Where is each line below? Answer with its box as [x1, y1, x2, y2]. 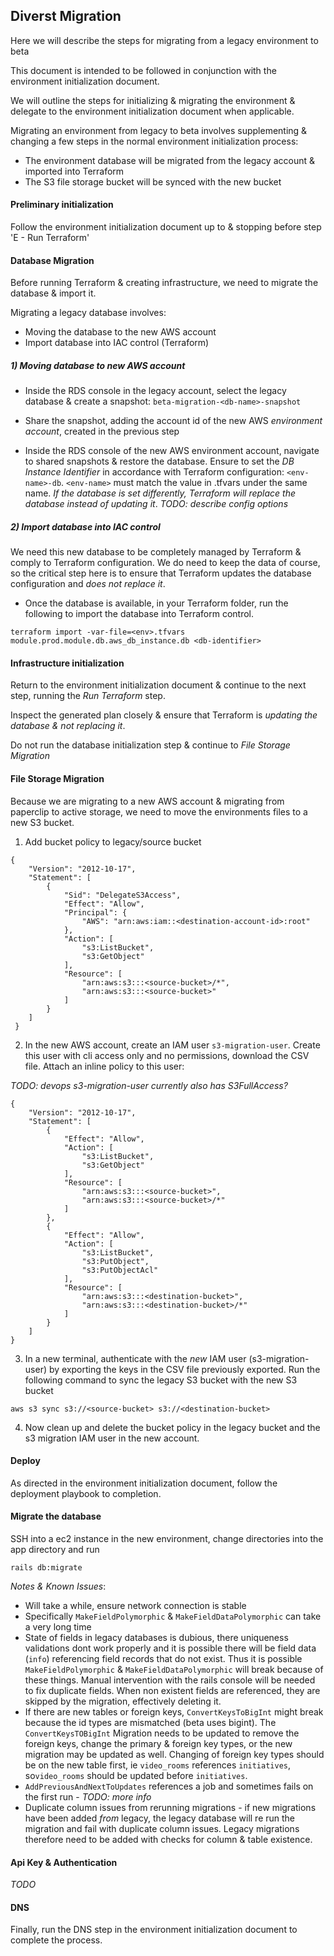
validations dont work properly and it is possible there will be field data [24, 1642, 317, 1654]
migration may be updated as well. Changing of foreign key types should [24, 1748, 325, 1760]
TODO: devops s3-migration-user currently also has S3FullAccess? [10, 1079, 288, 1091]
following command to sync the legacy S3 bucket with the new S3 [24, 1374, 298, 1386]
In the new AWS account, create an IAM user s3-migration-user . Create [24, 1039, 321, 1051]
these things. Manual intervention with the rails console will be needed [24, 1674, 316, 1686]
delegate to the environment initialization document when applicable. [10, 105, 295, 117]
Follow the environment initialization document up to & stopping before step [10, 221, 322, 233]
